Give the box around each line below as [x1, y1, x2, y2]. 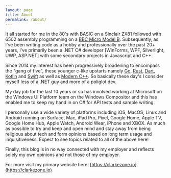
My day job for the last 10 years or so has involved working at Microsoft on [5, 89, 162, 95]
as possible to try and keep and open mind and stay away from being [5, 125, 151, 132]
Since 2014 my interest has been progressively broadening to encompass [5, 62, 160, 69]
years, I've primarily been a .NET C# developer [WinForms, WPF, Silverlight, [5, 47, 165, 54]
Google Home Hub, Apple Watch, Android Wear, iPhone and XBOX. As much [5, 120, 166, 126]
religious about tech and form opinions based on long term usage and [5, 131, 152, 137]
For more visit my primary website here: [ [5, 162, 92, 168]
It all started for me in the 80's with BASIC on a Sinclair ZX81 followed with [5, 31, 162, 37]
